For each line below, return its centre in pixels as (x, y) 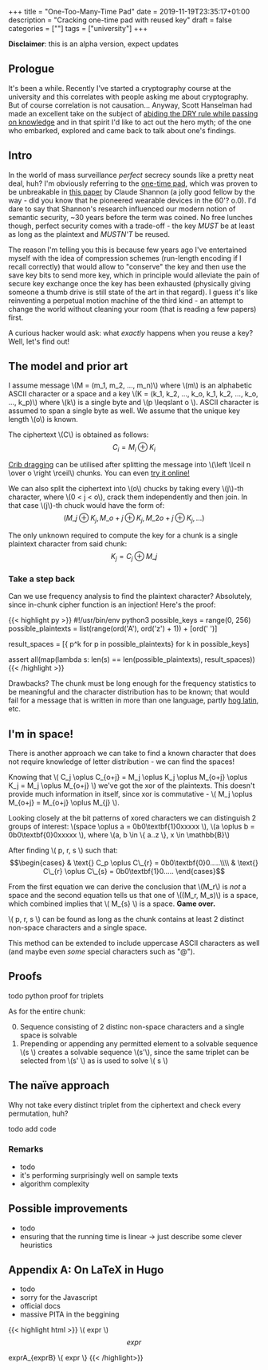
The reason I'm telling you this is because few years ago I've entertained (128, 250)
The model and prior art (68, 366)
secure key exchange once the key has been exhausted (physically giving (130, 283)
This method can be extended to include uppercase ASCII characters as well (134, 943)
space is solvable (48, 1035)
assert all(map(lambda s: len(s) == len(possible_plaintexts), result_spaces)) (132, 659)
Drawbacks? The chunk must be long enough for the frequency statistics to (132, 683)
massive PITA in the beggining (69, 1314)
